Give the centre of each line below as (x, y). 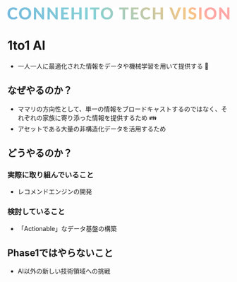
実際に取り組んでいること (50, 175)
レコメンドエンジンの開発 (55, 192)
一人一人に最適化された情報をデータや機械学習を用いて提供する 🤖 (113, 66)
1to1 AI (26, 45)
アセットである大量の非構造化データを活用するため (92, 129)
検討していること (36, 212)
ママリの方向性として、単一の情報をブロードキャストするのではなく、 (119, 109)
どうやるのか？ (40, 153)
